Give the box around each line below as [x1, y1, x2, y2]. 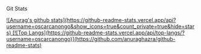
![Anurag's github [6, 17, 50, 23]
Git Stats [6, 5, 28, 12]
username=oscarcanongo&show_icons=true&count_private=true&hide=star [6, 23, 195, 30]
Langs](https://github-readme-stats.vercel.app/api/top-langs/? [28, 29, 185, 36]
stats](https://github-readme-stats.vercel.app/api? [51, 17, 176, 23]
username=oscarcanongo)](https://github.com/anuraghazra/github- [6, 36, 176, 42]
